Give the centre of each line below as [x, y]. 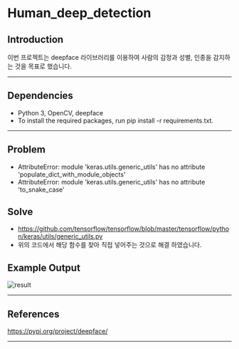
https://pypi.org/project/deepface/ [58, 331]
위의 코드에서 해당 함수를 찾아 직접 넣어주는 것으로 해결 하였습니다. [110, 245]
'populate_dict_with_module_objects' [71, 174]
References [33, 314]
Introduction [36, 40]
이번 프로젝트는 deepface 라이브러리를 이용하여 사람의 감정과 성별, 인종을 [110, 57]
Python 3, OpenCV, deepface [60, 113]
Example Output [44, 267]
